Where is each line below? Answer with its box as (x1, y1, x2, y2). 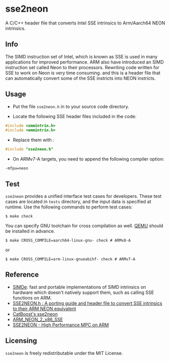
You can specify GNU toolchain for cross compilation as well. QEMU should (5, 223, 164, 229)
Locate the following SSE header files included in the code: (12, 113, 136, 119)
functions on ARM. (12, 294, 52, 300)
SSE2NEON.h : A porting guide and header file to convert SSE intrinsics (12, 300, 162, 306)
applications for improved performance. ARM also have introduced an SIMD (5, 59, 164, 65)
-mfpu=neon (5, 166, 29, 171)
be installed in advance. (5, 228, 55, 234)
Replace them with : (12, 137, 54, 143)
